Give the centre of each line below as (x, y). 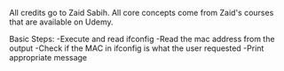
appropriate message (48, 57)
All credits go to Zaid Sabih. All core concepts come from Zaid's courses (142, 13)
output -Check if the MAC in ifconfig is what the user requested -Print (137, 48)
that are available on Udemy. (61, 22)
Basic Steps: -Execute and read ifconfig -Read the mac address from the (142, 39)
